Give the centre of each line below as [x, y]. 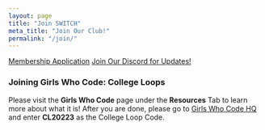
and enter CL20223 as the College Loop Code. [87, 117]
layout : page [30, 16]
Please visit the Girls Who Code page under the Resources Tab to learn [128, 100]
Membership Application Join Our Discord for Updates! [100, 61]
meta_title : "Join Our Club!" [59, 31]
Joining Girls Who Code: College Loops [87, 82]
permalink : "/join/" [43, 38]
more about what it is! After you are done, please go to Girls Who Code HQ [132, 108]
